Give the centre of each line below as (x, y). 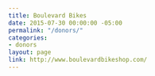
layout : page (30, 52)
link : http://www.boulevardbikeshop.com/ (78, 60)
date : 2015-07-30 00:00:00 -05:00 (66, 23)
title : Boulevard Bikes (48, 15)
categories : (28, 38)
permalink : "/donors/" (46, 30)
